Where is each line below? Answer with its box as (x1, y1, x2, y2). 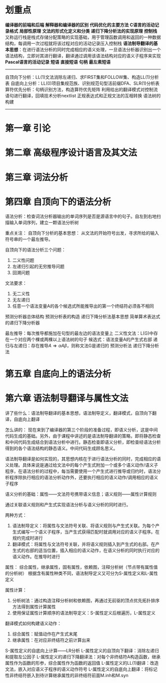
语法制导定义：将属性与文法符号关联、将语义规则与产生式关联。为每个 (12, 523, 156, 529)
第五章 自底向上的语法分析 (5, 368, 111, 379)
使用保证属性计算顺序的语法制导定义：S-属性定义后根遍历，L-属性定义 (12, 610, 156, 616)
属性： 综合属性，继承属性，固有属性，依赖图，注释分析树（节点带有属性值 (5, 564, 158, 570)
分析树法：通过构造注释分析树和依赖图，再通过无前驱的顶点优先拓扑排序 (12, 597, 160, 603)
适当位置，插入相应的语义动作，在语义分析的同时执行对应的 (38, 547, 160, 553)
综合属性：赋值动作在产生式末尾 (12, 631, 78, 636)
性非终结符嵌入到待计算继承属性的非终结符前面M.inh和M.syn (5, 672, 128, 678)
